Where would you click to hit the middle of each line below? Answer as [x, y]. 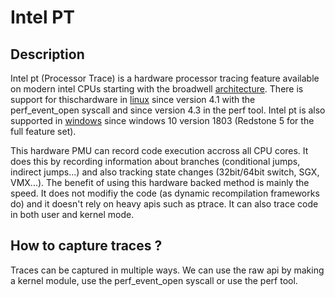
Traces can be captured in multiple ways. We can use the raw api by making [167, 270]
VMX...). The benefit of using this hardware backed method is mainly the [160, 182]
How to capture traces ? [86, 246]
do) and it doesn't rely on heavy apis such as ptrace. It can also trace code [164, 204]
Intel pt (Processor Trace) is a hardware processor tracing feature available [165, 78]
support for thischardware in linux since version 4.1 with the [133, 99]
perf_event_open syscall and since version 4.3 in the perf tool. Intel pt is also [168, 110]
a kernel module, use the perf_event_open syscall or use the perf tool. [154, 280]
